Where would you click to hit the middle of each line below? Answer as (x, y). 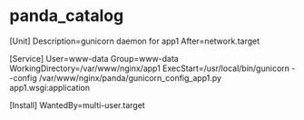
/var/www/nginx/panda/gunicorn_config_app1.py (131, 77)
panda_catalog (67, 16)
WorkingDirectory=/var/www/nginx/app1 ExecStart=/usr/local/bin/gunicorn (150, 68)
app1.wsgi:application (50, 87)
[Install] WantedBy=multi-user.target (77, 105)
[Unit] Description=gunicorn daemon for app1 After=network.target (135, 41)
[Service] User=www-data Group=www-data (94, 58)
